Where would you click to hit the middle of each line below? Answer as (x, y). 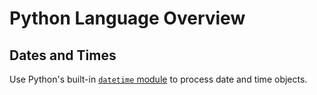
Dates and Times (63, 55)
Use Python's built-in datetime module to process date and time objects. (158, 79)
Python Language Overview (127, 18)
